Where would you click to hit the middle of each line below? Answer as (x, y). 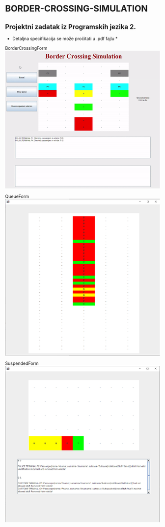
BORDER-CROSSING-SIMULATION (77, 9)
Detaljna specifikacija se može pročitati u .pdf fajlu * (65, 38)
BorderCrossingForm (26, 48)
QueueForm (17, 196)
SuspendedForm (22, 363)
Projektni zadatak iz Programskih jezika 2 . (71, 27)
